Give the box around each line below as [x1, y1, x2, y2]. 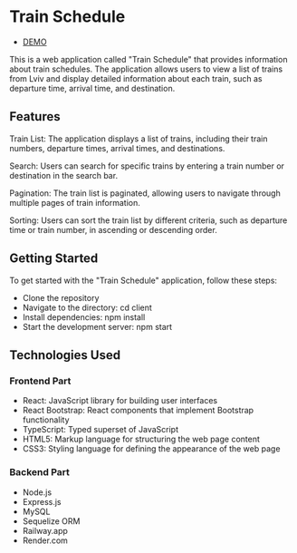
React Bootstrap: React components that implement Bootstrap [22, 405, 254, 416]
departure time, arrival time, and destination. [9, 82, 176, 93]
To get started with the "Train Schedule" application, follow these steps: [9, 275, 278, 286]
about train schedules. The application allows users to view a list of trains [9, 63, 283, 74]
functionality [22, 414, 70, 425]
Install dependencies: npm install [22, 311, 146, 323]
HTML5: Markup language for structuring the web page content [22, 433, 261, 445]
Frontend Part [9, 374, 72, 387]
